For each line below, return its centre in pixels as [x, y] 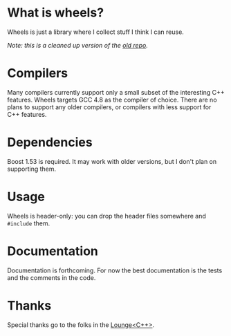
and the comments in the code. [52, 277]
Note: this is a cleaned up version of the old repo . [78, 45]
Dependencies [50, 142]
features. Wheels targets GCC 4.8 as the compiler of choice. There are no [112, 100]
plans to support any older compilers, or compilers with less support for [109, 107]
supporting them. [32, 169]
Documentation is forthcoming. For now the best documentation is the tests [115, 270]
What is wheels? [56, 13]
